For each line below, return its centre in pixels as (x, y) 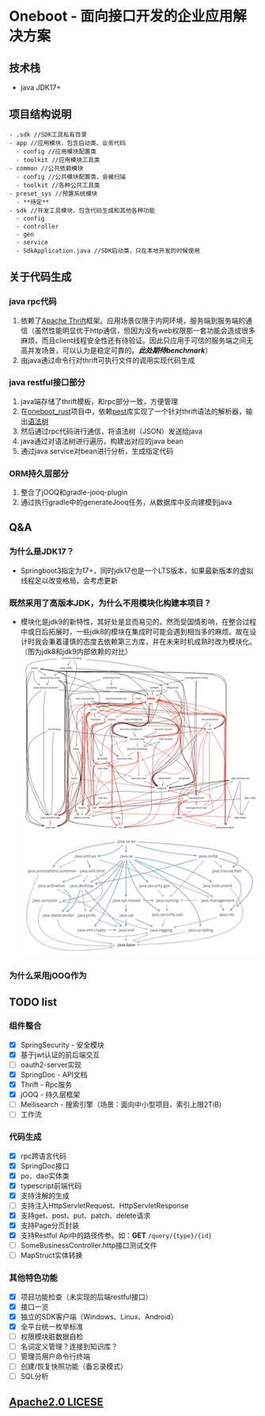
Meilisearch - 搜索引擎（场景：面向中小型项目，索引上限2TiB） (123, 1105)
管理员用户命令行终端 (55, 1356)
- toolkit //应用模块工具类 (58, 160)
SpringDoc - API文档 (54, 1074)
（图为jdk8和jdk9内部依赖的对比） (76, 652)
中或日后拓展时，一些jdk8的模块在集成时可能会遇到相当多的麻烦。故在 (135, 632)
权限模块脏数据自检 (52, 1336)
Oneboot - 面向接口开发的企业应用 (121, 16)
